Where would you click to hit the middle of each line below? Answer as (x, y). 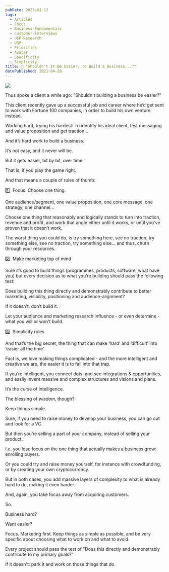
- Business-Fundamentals (36, 29)
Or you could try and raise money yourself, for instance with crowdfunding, (83, 464)
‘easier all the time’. (25, 349)
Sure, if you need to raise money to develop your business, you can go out (82, 418)
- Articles (21, 19)
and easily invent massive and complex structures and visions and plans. (81, 379)
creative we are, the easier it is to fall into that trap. (58, 364)
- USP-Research (26, 39)
